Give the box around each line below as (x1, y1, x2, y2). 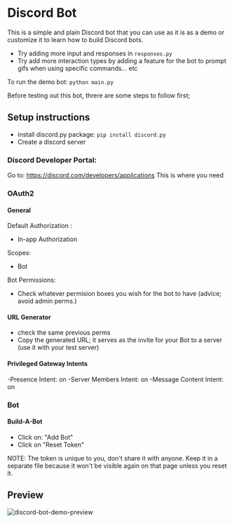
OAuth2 (7, 188, 34, 198)
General (7, 205, 32, 215)
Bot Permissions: (7, 276, 56, 285)
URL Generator (7, 313, 51, 321)
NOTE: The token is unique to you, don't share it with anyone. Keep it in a (7, 454, 219, 462)
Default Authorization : (7, 222, 72, 230)
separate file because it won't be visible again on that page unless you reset (7, 461, 227, 470)
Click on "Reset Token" (17, 440, 85, 449)
